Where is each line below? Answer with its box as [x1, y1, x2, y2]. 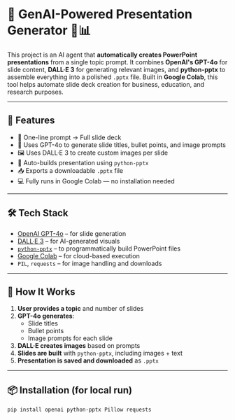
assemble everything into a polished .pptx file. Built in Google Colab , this [7, 73, 218, 81]
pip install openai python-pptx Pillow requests [7, 406, 152, 414]
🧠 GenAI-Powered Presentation [7, 6, 192, 22]
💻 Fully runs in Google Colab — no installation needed [17, 176, 175, 185]
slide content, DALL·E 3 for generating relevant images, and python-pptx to [7, 65, 226, 73]
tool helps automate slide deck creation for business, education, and [7, 80, 205, 88]
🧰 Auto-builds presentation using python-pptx [17, 158, 149, 167]
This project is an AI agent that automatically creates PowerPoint [7, 50, 198, 59]
